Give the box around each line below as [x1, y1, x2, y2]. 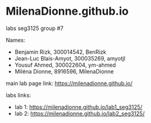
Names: [6, 36, 26, 43]
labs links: [6, 91, 31, 99]
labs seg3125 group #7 [6, 24, 64, 32]
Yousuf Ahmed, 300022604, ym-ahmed [14, 61, 116, 69]
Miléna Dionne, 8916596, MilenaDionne [14, 67, 114, 75]
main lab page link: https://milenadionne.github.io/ [6, 80, 133, 87]
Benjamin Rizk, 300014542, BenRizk [14, 48, 107, 56]
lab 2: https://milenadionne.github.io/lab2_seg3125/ [14, 110, 145, 117]
